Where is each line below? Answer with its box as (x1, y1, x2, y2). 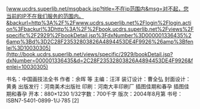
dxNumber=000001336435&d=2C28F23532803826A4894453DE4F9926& (6, 57, 192, 64)
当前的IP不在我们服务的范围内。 (6, 12, 85, 20)
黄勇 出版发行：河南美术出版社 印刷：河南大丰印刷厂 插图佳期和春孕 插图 (6, 83, 185, 90)
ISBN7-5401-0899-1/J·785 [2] (6, 97, 79, 104)
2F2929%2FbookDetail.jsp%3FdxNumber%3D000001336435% (30, 32, 189, 39)
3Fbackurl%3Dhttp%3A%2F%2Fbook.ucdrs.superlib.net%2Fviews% (17, 25, 188, 33)
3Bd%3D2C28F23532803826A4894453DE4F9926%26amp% (25, 38, 179, 45)
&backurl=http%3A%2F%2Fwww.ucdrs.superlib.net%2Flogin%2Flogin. (6, 20, 183, 26)
